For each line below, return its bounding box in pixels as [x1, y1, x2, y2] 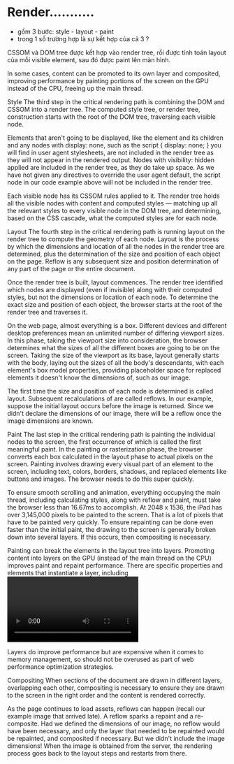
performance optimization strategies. [7, 662, 114, 671]
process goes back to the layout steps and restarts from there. [7, 749, 187, 757]
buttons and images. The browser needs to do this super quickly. [7, 475, 194, 483]
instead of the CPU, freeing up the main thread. [7, 84, 143, 92]
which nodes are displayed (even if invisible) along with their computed [7, 285, 212, 294]
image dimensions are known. [7, 417, 94, 425]
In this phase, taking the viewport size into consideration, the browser [7, 336, 208, 345]
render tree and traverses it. [7, 308, 88, 316]
